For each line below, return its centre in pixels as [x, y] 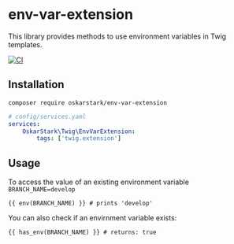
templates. [25, 44]
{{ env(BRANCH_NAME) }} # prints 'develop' [81, 203]
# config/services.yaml [47, 116]
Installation [36, 85]
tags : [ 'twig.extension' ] [79, 139]
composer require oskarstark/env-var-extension [88, 103]
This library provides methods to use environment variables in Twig [117, 36]
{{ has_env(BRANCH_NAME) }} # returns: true [82, 233]
